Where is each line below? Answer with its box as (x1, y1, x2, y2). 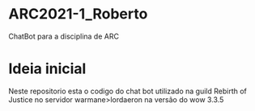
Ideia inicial (8, 60, 87, 78)
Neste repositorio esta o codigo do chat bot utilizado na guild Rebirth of (8, 86, 247, 96)
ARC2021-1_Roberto (8, 5, 148, 23)
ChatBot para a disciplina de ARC (8, 31, 120, 41)
